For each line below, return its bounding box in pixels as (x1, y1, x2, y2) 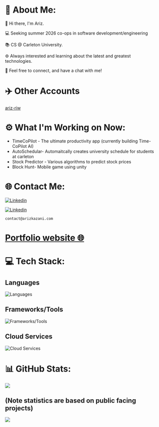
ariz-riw (5, 105, 21, 111)
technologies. (5, 58, 33, 64)
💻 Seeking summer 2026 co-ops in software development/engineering (5, 30, 148, 36)
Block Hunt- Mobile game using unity (12, 164, 87, 170)
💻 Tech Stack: (5, 256, 65, 267)
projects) (5, 404, 33, 412)
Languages (5, 278, 40, 286)
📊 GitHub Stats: (5, 363, 71, 374)
